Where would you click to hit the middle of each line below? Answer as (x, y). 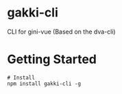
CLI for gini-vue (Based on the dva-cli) (61, 32)
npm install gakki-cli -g (44, 84)
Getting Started (52, 59)
